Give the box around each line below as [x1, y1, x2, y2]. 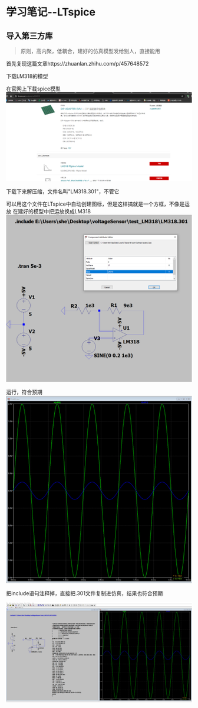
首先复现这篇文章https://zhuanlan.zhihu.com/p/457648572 [6, 60, 149, 67]
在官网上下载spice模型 [6, 85, 61, 92]
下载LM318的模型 [6, 73, 48, 80]
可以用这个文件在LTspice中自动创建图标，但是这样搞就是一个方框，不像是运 [6, 200, 190, 207]
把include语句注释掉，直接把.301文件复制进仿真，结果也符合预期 [6, 589, 163, 597]
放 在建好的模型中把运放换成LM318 [6, 207, 91, 215]
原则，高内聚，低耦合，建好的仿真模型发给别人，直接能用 [20, 48, 160, 54]
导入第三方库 [6, 31, 53, 41]
